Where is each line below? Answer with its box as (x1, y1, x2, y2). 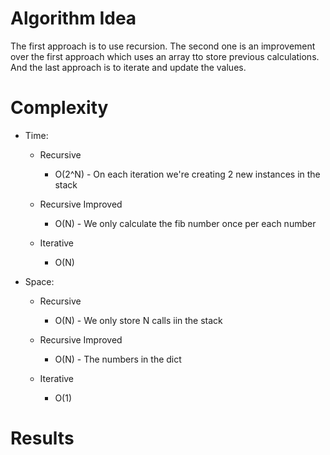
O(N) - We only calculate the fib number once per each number (54, 217, 317, 229)
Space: (24, 275, 55, 287)
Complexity (10, 97, 109, 119)
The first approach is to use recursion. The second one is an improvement (10, 40, 316, 52)
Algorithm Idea (10, 7, 137, 30)
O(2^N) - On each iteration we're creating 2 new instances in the (54, 168, 321, 180)
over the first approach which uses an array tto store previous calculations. (10, 50, 320, 62)
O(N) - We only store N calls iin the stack (54, 314, 223, 326)
